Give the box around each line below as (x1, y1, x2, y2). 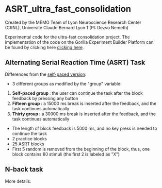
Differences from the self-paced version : (5, 71, 86, 77)
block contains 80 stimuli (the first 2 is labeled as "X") (12, 151, 120, 157)
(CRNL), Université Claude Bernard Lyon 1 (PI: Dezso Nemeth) (5, 24, 129, 30)
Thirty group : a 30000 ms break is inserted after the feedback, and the (12, 111, 156, 117)
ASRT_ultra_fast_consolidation (5, 3, 131, 15)
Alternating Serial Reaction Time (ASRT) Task (5, 58, 146, 67)
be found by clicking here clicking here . (5, 44, 84, 50)
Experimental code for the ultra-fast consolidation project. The (5, 34, 130, 40)
